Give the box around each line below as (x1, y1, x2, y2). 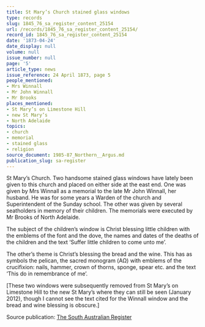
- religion (6, 146, 34, 152)
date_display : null (6, 44, 56, 50)
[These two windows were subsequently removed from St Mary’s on (6, 282, 179, 290)
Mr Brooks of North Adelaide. (6, 213, 81, 221)
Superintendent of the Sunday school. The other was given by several (6, 200, 182, 208)
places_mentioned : (6, 100, 53, 106)
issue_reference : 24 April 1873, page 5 (6, 72, 111, 78)
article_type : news (6, 66, 56, 73)
